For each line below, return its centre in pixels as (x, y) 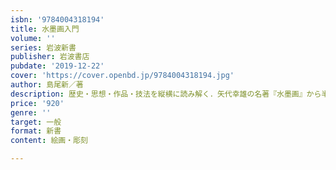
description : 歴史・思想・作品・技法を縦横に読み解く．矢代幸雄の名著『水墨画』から (166, 94)
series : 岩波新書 (43, 47)
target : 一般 (36, 122)
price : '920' (37, 103)
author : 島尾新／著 (47, 85)
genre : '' (31, 112)
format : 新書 (36, 131)
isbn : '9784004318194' (57, 19)
